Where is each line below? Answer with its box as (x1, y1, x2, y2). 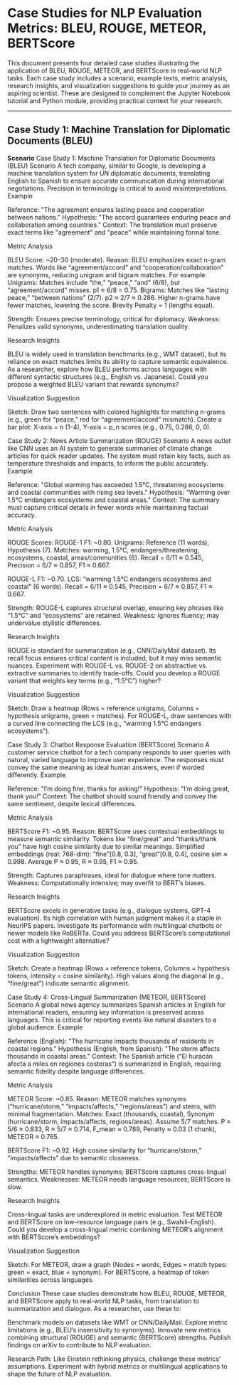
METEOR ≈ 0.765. (7, 1132, 60, 1140)
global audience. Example (7, 1022, 83, 1032)
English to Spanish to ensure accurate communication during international (7, 176, 224, 185)
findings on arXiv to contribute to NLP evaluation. (7, 1340, 152, 1349)
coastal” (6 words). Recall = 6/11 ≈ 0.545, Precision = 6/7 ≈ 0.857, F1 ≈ (7, 582, 213, 591)
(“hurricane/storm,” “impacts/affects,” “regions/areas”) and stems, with (7, 1102, 216, 1111)
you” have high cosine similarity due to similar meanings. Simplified (7, 842, 205, 850)
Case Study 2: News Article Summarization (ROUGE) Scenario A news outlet (7, 436, 231, 445)
